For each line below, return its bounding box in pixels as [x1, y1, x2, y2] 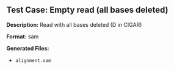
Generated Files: [6, 44, 49, 52]
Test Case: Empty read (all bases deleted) [6, 5, 169, 15]
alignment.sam [15, 57, 51, 63]
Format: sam [6, 33, 39, 40]
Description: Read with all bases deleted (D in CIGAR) [6, 21, 142, 28]
